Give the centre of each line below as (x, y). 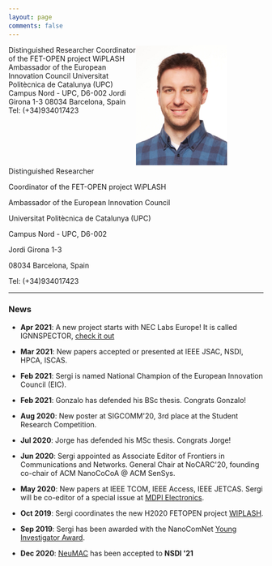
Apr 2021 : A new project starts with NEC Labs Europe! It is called (128, 327)
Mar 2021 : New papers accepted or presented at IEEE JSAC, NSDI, (132, 351)
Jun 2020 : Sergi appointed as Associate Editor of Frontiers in (122, 456)
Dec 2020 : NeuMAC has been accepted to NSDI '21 (107, 553)
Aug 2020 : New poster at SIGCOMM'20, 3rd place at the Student (129, 416)
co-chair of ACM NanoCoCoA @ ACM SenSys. (98, 473)
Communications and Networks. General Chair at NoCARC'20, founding (140, 464)
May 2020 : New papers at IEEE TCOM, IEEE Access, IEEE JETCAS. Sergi (141, 489)
